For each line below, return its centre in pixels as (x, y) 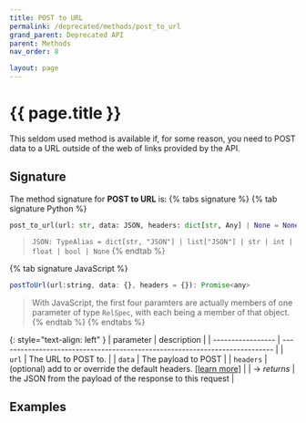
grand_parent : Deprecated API (67, 35)
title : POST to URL (46, 18)
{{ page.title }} (66, 113)
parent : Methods (40, 43)
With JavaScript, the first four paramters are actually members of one (162, 303)
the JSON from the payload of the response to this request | (122, 378)
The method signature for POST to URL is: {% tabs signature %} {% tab (143, 199)
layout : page (34, 68)
